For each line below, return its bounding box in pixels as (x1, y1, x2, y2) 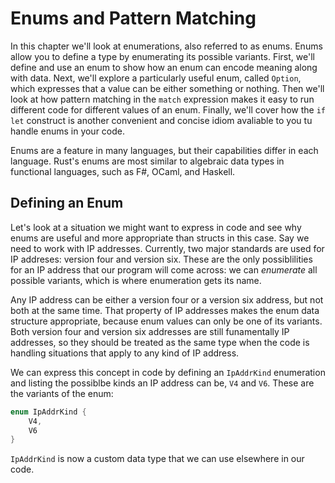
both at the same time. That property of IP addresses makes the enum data (10, 304, 320, 316)
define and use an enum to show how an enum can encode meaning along (10, 61, 318, 73)
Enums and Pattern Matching (10, 7, 257, 30)
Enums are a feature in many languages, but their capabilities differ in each (10, 144, 319, 156)
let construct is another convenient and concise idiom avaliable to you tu (10, 114, 313, 126)
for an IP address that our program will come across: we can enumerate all (10, 263, 318, 276)
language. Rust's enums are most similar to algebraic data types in (10, 155, 285, 167)
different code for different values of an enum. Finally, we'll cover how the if (10, 103, 326, 116)
